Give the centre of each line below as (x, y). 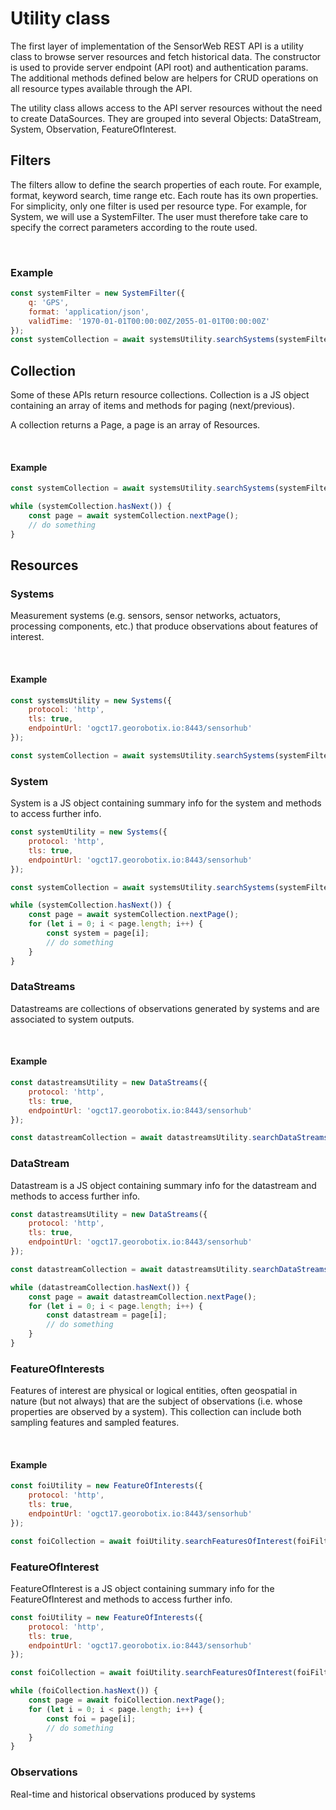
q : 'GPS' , (49, 302)
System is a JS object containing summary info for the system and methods (166, 803)
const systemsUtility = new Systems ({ (91, 700)
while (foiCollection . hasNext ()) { (84, 1691)
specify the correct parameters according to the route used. (134, 227)
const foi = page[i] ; (91, 1718)
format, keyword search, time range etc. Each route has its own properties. (164, 195)
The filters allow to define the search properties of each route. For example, (166, 184)
